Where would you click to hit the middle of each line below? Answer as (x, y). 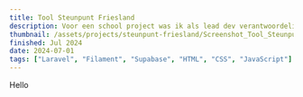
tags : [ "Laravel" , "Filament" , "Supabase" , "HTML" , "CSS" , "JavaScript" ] (151, 59)
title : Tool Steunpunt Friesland (72, 18)
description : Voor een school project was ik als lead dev (123, 26)
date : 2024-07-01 (42, 51)
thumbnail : (30, 34)
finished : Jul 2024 (46, 43)
